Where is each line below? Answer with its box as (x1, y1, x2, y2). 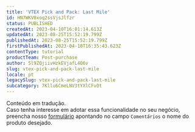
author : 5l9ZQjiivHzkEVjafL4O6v (6, 60, 88, 66)
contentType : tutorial (6, 49, 64, 55)
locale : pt (6, 71, 34, 78)
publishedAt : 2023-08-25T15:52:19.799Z (6, 37, 108, 43)
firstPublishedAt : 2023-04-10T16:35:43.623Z (6, 43, 121, 50)
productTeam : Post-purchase (6, 54, 78, 61)
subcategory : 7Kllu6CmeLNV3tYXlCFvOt (6, 83, 102, 89)
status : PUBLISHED (6, 20, 53, 26)
